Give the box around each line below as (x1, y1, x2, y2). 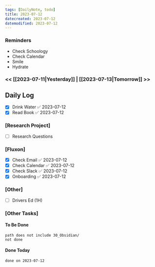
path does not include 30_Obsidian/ (5, 233, 79, 238)
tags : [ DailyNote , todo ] (5, 7, 56, 12)
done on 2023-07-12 (5, 258, 45, 263)
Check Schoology (12, 48, 48, 54)
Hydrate (12, 64, 29, 70)
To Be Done (5, 222, 29, 228)
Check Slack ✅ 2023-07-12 (12, 168, 67, 174)
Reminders (5, 37, 32, 44)
